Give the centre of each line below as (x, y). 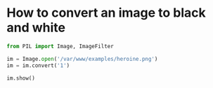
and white (36, 28)
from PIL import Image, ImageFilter (60, 46)
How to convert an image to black (106, 13)
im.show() (21, 78)
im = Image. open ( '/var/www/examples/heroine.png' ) (82, 59)
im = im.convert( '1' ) (38, 65)
